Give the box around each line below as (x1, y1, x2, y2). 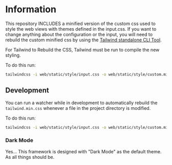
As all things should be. (5, 154, 55, 160)
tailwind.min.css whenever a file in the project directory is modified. (5, 105, 151, 111)
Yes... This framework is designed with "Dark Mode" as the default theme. (5, 148, 162, 154)
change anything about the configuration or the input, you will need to (5, 31, 153, 37)
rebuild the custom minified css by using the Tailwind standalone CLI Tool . (5, 37, 162, 43)
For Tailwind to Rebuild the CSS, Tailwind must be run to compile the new (5, 46, 160, 53)
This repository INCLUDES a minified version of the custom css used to (5, 20, 156, 27)
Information (5, 4, 56, 15)
